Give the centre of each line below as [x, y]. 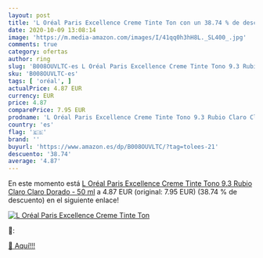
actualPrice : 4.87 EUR [45, 88]
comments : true [33, 45]
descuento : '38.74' [40, 154]
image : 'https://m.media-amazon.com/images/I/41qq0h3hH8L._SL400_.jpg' [127, 37]
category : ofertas [38, 52]
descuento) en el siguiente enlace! [64, 200]
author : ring [29, 60]
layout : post [29, 15]
